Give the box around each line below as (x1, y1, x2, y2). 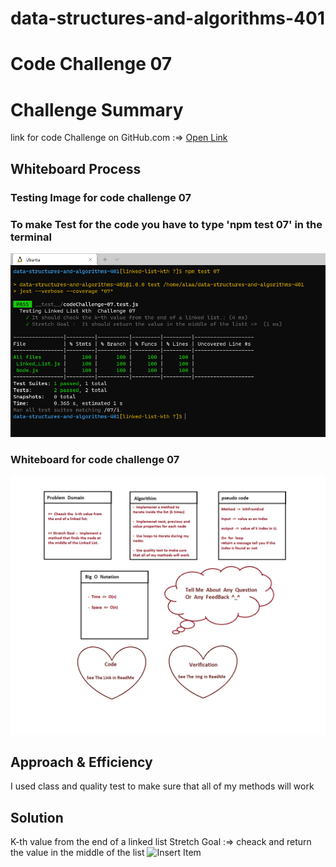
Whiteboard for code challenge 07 (10, 452, 180, 466)
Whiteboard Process (10, 160, 142, 177)
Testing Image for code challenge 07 (10, 190, 192, 204)
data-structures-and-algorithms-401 (10, 7, 325, 30)
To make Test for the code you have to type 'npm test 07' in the (10, 217, 323, 231)
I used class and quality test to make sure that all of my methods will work (10, 780, 315, 792)
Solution (10, 809, 64, 826)
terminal (10, 230, 52, 244)
